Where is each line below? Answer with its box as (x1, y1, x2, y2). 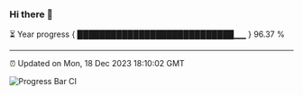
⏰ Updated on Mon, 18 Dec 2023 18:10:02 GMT (9, 58, 185, 69)
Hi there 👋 (9, 8, 54, 21)
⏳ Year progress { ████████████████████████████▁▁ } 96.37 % (9, 29, 286, 39)
